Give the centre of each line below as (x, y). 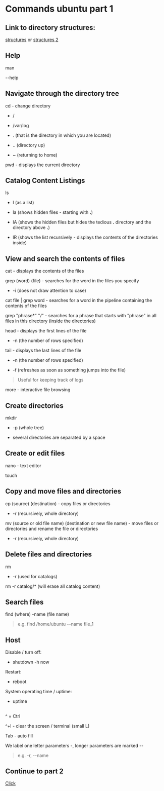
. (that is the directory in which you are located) (62, 135)
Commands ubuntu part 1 (59, 9)
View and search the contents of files (65, 259)
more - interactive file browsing (38, 390)
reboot (19, 682)
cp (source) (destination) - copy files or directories (58, 503)
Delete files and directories (49, 555)
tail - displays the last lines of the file (43, 351)
